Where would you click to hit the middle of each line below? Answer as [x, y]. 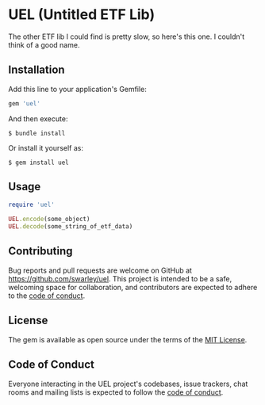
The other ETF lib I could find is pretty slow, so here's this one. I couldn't [127, 36]
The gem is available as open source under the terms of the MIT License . [128, 339]
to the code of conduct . [47, 296]
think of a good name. [44, 44]
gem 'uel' [25, 103]
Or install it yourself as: [46, 147]
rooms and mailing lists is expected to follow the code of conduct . [116, 392]
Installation [36, 70]
